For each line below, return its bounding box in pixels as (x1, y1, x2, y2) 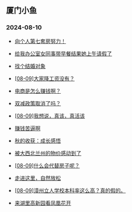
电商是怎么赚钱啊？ (14, 87, 61, 94)
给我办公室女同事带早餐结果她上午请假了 (14, 50, 112, 57)
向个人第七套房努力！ (14, 37, 66, 45)
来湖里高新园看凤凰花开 (14, 199, 71, 206)
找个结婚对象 (14, 62, 46, 69)
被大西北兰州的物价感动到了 (14, 149, 82, 156)
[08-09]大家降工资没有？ (14, 75, 75, 82)
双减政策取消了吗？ (14, 100, 61, 107)
